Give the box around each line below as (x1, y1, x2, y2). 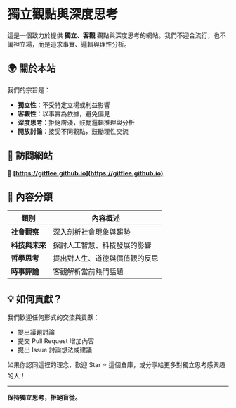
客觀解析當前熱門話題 (53, 267, 124, 277)
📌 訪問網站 (7, 149, 53, 162)
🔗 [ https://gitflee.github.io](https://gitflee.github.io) (7, 168, 164, 177)
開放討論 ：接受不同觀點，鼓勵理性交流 (17, 127, 129, 135)
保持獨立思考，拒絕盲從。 (7, 393, 81, 402)
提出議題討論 (17, 328, 55, 337)
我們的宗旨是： (7, 85, 51, 94)
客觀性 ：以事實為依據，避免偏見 (17, 109, 110, 118)
